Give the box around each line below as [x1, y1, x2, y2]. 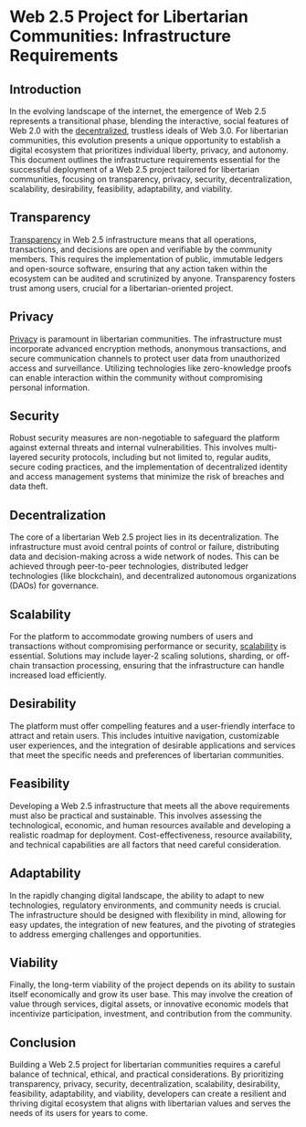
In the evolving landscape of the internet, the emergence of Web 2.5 [9, 106, 267, 116]
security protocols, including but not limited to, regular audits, [39, 452, 271, 463]
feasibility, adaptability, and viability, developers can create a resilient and [9, 1089, 287, 1100]
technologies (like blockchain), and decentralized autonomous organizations [9, 571, 297, 582]
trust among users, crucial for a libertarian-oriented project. [9, 282, 234, 293]
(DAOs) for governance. [9, 580, 99, 591]
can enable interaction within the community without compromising [9, 372, 263, 383]
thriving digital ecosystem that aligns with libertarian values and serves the [9, 1098, 291, 1109]
